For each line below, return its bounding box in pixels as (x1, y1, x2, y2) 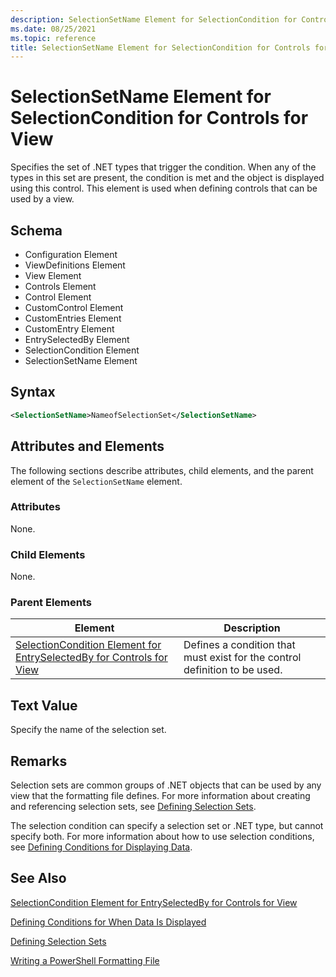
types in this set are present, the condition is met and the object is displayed (10, 172, 325, 184)
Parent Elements (10, 596, 92, 610)
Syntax (10, 384, 56, 401)
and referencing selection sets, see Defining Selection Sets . (10, 801, 257, 813)
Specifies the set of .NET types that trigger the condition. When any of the (10, 161, 317, 173)
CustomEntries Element (24, 312, 122, 324)
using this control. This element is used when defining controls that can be (10, 182, 318, 195)
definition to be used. (183, 663, 283, 677)
